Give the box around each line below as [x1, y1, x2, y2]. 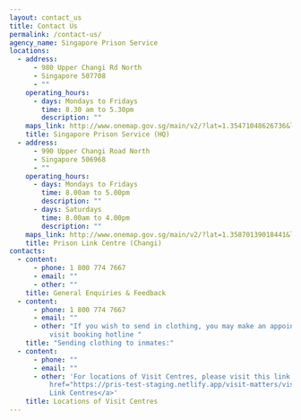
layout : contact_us [9, 13, 82, 22]
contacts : [9, 247, 47, 256]
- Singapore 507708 [32, 72, 106, 81]
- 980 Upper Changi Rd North [32, 64, 142, 73]
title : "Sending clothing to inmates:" [25, 338, 175, 347]
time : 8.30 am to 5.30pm [41, 105, 134, 114]
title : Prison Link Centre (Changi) [25, 239, 163, 248]
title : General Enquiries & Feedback [25, 288, 167, 297]
